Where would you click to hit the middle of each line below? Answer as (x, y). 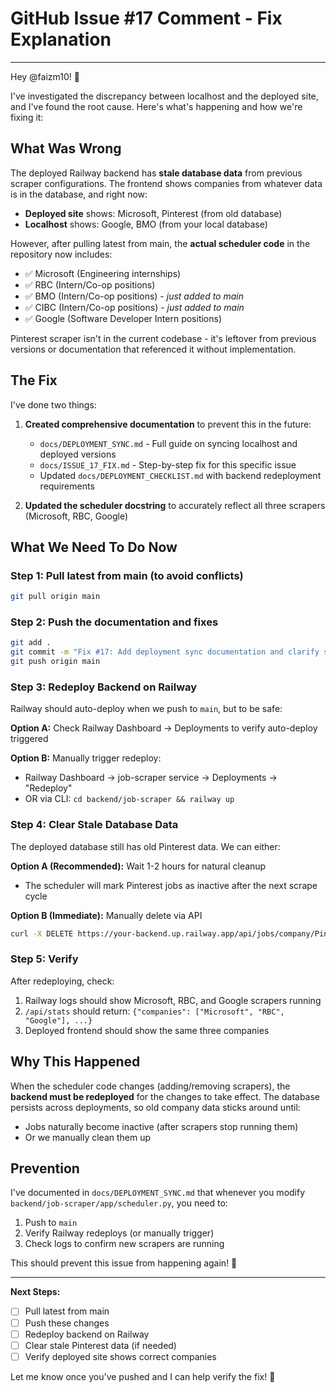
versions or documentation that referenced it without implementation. (153, 349)
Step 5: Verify (44, 959)
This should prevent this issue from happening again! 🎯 (124, 1263)
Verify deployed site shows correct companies (120, 1356)
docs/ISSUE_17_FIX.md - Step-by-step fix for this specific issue (168, 464)
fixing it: (27, 117)
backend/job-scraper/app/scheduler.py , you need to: (119, 1203)
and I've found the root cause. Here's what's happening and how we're (156, 106)
